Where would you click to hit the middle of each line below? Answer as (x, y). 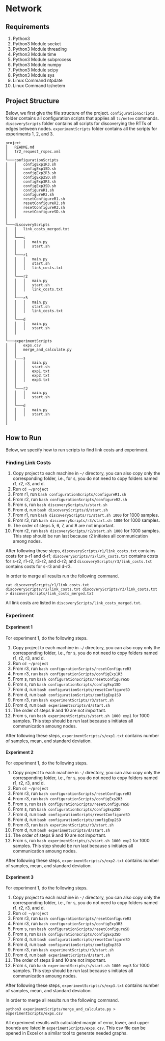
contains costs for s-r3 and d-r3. (39, 566)
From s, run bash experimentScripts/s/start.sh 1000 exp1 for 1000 (81, 716)
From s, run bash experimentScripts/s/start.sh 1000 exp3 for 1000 (81, 966)
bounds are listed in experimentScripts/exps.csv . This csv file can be (76, 1028)
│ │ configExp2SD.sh (31, 177)
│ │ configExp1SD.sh (31, 169)
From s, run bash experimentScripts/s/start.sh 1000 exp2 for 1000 (81, 841)
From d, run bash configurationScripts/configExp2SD (67, 820)
